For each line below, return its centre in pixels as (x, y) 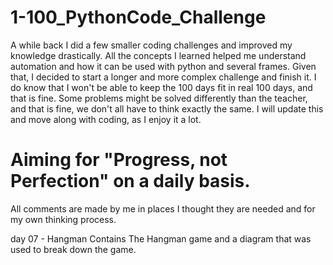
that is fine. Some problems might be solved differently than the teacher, (159, 98)
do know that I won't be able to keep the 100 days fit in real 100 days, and (161, 87)
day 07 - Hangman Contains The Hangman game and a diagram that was (161, 238)
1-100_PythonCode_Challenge (138, 17)
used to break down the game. (73, 249)
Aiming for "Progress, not (119, 160)
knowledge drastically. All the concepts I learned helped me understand (158, 55)
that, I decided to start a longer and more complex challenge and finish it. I (163, 77)
